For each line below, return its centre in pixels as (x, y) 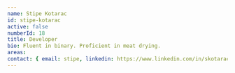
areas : (17, 53)
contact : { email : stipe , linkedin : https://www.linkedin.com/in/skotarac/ (120, 59)
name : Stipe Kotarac (37, 14)
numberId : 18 (26, 33)
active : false (28, 26)
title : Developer (33, 40)
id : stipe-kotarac (34, 20)
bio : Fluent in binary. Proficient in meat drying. (84, 46)
